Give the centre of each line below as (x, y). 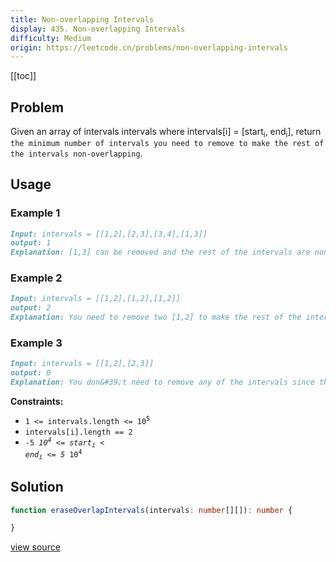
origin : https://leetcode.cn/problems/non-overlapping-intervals (149, 47)
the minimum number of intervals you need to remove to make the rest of (167, 143)
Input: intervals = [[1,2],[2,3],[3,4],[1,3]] (109, 234)
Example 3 (36, 343)
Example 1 (35, 213)
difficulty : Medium (51, 38)
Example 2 (36, 278)
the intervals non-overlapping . (76, 153)
